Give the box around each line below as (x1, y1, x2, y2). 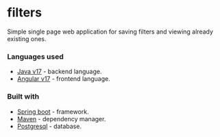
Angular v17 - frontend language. (16, 75, 111, 83)
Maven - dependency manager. (16, 114, 106, 123)
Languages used (7, 51, 64, 61)
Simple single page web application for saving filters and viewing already (7, 27, 214, 36)
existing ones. (7, 34, 47, 42)
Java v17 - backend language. (16, 67, 102, 76)
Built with (7, 92, 40, 101)
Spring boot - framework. (16, 108, 89, 116)
